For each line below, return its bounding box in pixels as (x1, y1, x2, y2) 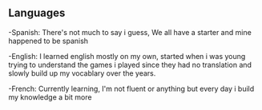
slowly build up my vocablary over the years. (8, 68, 156, 78)
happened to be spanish (8, 36, 89, 45)
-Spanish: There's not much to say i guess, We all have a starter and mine (8, 27, 252, 37)
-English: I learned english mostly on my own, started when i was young (8, 51, 246, 61)
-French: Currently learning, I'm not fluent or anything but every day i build (8, 84, 255, 93)
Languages (8, 6, 66, 20)
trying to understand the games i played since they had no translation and (8, 60, 252, 69)
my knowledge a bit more (8, 92, 92, 102)
